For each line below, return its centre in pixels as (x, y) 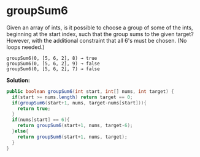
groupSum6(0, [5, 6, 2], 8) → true (52, 58)
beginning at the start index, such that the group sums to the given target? (100, 34)
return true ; (34, 108)
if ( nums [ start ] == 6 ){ (41, 120)
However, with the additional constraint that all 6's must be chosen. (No (97, 40)
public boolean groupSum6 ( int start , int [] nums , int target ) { (90, 91)
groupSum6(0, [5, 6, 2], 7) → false (53, 69)
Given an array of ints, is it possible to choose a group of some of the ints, (100, 27)
